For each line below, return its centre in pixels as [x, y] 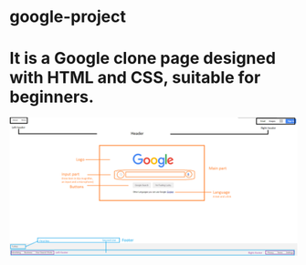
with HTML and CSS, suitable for [135, 78]
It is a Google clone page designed [143, 59]
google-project [68, 17]
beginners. [52, 97]
